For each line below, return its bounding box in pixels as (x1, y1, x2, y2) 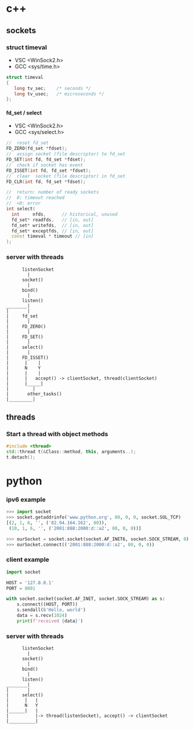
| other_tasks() (6, 390, 62, 397)
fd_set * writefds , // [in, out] (11, 222, 94, 228)
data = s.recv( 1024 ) (17, 613, 67, 619)
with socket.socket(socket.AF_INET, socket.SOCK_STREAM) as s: (6, 596, 166, 602)
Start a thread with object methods (6, 430, 108, 438)
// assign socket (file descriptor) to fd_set (6, 151, 126, 157)
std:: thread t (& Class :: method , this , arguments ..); (6, 449, 136, 455)
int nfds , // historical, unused (11, 211, 118, 217)
